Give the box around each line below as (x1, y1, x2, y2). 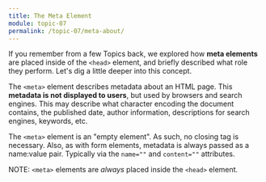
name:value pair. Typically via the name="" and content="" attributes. (8, 149, 235, 159)
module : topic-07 (8, 19, 67, 28)
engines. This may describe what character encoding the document (8, 99, 234, 109)
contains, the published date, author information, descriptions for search (8, 108, 251, 117)
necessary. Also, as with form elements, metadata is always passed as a (8, 141, 249, 150)
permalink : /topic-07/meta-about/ (8, 27, 125, 35)
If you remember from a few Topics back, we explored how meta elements (8, 49, 259, 59)
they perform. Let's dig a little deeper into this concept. (8, 66, 192, 76)
